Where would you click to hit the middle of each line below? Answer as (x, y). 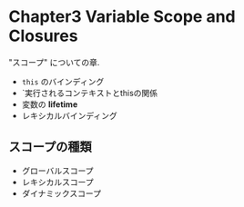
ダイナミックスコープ (61, 193)
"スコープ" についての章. (54, 62)
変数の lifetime (50, 104)
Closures (43, 36)
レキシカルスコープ (57, 182)
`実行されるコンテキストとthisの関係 (90, 93)
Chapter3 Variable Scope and (122, 17)
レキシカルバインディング (69, 115)
